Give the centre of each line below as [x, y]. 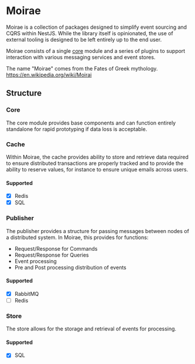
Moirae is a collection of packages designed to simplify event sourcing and [97, 27]
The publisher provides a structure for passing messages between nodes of [97, 231]
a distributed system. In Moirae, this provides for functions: [77, 237]
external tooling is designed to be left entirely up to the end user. [84, 39]
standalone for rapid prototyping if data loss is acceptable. [77, 129]
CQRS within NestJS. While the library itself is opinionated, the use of [90, 33]
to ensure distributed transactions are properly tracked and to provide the [95, 163]
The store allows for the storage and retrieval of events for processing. [91, 329]
